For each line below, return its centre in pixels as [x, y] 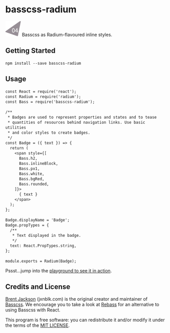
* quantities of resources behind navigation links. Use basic [76, 122]
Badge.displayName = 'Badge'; [38, 220]
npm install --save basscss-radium [43, 63]
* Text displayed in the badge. [47, 235]
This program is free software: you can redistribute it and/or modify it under [85, 320]
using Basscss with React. [33, 310]
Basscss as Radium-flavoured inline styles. [67, 34]
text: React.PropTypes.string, [43, 246]
